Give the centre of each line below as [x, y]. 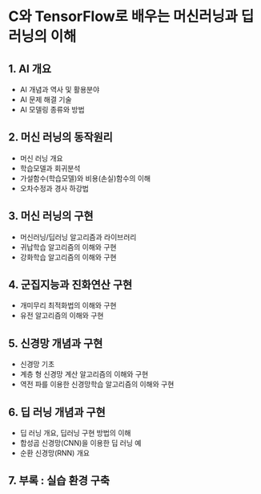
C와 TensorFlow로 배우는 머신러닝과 [123, 16]
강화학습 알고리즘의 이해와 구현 [68, 257]
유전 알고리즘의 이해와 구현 [62, 316]
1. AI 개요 [30, 69]
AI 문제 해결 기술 [46, 100]
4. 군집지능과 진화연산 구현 [70, 285]
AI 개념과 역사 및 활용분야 [60, 90]
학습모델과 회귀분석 [50, 168]
